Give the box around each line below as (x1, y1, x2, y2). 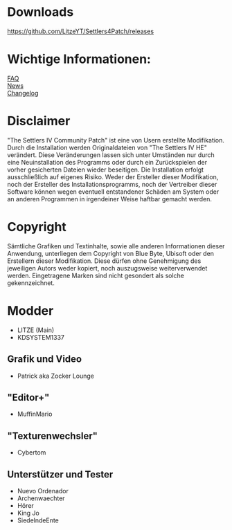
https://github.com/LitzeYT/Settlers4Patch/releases (7, 27, 154, 35)
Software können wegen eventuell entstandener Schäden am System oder (7, 188, 220, 196)
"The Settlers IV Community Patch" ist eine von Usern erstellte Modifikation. (7, 136, 225, 144)
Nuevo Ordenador (17, 486, 69, 495)
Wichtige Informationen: (7, 51, 151, 67)
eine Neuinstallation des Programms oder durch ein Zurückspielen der (7, 158, 208, 166)
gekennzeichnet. (7, 278, 55, 287)
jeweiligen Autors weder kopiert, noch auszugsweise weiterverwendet (7, 264, 208, 272)
